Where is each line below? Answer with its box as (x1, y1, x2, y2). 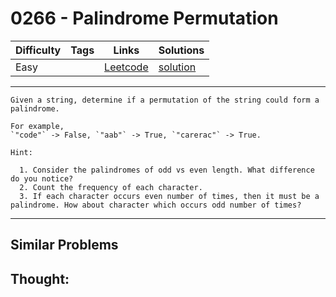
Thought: (10, 270, 70, 287)
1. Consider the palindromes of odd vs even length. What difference (19, 165, 315, 175)
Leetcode (104, 60, 149, 74)
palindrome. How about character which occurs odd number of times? (10, 200, 302, 210)
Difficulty (15, 43, 62, 57)
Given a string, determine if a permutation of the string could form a (10, 95, 320, 105)
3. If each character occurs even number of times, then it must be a (19, 191, 320, 201)
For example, (10, 121, 65, 131)
